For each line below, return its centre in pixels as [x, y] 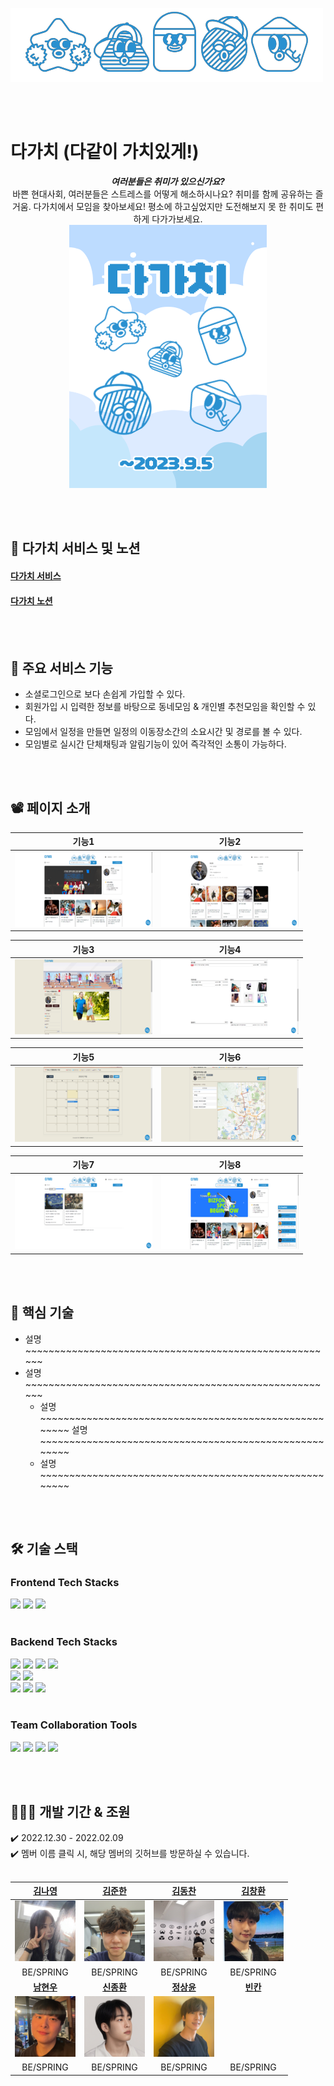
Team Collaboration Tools [74, 1725]
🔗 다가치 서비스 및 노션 [75, 548]
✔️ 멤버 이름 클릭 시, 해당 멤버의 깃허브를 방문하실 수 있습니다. [130, 1853]
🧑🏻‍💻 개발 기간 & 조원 [70, 1812]
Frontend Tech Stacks [65, 1582]
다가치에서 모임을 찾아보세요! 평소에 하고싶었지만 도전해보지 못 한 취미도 [173, 206]
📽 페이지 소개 [50, 808]
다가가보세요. [177, 219]
